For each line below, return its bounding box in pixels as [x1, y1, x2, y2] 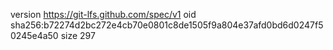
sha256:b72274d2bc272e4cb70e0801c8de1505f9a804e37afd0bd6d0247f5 [10, 19, 324, 31]
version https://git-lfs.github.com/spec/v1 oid [10, 9, 197, 20]
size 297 [60, 30, 96, 41]
